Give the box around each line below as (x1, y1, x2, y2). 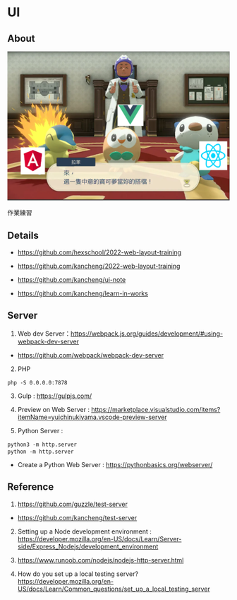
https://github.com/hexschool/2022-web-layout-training (17, 248, 182, 257)
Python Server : (17, 426, 63, 435)
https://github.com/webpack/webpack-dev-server (17, 351, 164, 359)
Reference (7, 481, 54, 493)
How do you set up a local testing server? (17, 570, 139, 578)
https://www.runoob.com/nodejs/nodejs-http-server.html (17, 555, 184, 564)
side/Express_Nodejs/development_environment (17, 542, 159, 551)
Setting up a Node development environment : (17, 527, 152, 536)
